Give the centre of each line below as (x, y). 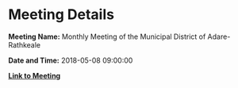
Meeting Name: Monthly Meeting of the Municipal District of (107, 36)
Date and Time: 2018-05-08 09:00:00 (71, 60)
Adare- (219, 36)
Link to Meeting (35, 75)
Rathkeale (25, 44)
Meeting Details (61, 15)
